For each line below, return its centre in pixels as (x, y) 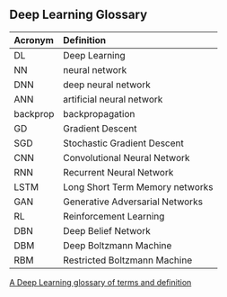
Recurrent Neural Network (118, 172)
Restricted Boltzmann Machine (127, 260)
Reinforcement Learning (113, 216)
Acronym (34, 40)
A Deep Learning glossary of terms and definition (100, 282)
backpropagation (99, 113)
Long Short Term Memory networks (138, 186)
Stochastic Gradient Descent (123, 143)
